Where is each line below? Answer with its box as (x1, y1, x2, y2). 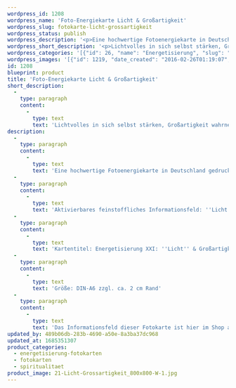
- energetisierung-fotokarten (13, 350, 102, 357)
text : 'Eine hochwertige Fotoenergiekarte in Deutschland (32, 167, 206, 174)
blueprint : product (7, 69, 65, 76)
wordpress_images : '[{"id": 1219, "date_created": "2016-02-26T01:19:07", (7, 56, 231, 63)
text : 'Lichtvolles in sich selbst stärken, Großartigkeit (32, 121, 209, 129)
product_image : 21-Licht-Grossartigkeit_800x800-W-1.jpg (7, 370, 178, 377)
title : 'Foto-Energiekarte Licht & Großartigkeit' (7, 75, 159, 83)
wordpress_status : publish (7, 30, 86, 37)
